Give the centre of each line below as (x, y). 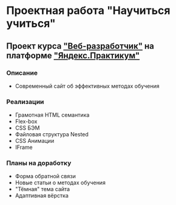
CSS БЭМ (27, 128)
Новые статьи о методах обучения (60, 182)
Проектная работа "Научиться (88, 11)
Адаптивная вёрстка (42, 196)
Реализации (25, 102)
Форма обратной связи (45, 176)
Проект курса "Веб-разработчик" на (80, 46)
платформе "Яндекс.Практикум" (73, 55)
